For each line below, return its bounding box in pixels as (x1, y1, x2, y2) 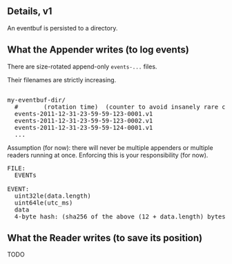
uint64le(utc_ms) (14, 198, 73, 207)
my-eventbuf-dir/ (7, 96, 66, 104)
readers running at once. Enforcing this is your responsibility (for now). (7, 151, 209, 159)
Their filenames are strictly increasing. (7, 75, 117, 84)
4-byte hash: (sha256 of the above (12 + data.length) (14, 212, 204, 220)
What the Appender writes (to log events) (7, 44, 190, 56)
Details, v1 (7, 6, 52, 17)
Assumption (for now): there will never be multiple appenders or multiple (7, 143, 213, 151)
